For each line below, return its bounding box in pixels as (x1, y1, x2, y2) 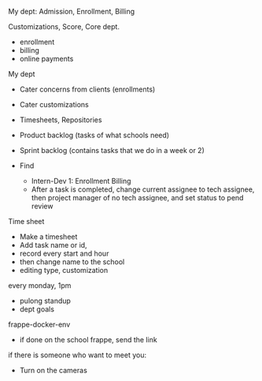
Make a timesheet (19, 232, 78, 241)
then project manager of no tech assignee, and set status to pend (31, 193, 244, 202)
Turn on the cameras (19, 366, 88, 375)
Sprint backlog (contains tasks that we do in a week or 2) (19, 146, 205, 155)
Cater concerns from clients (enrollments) (19, 84, 156, 94)
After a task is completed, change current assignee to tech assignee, (31, 185, 255, 194)
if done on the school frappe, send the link (19, 335, 157, 344)
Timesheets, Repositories (19, 115, 102, 125)
